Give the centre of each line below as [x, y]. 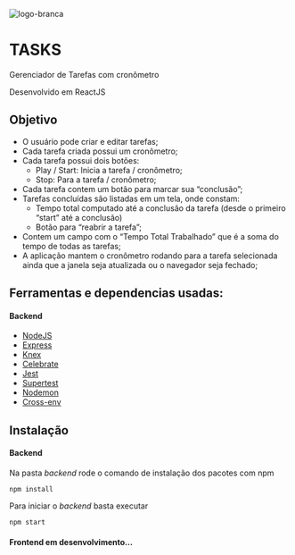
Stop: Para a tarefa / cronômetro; [96, 180]
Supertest [40, 383]
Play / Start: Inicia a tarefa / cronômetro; [109, 170]
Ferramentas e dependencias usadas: [116, 294]
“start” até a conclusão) [79, 217]
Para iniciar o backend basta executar [79, 506]
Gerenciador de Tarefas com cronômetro [84, 74]
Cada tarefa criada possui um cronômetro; [100, 151]
